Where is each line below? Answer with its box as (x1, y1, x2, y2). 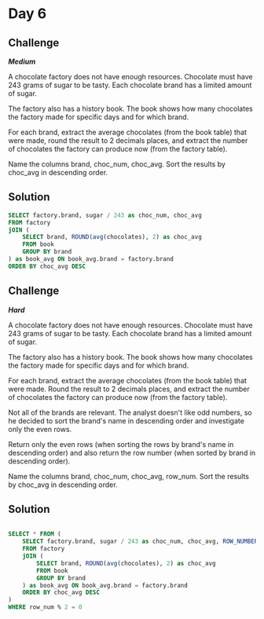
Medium (8, 57, 36, 66)
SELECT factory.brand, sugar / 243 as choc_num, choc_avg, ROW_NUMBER (22, 537, 258, 546)
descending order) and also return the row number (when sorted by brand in (8, 448, 256, 457)
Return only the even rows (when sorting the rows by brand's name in (8, 439, 234, 449)
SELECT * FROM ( (8, 530, 61, 538)
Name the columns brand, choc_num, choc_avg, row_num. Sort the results (8, 471, 250, 481)
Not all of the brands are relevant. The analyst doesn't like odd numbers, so (8, 408, 253, 417)
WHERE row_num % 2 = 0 (8, 603, 82, 611)
